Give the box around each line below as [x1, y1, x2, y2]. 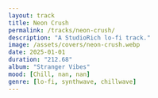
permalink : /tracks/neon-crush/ [8, 26, 115, 34]
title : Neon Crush [8, 19, 69, 27]
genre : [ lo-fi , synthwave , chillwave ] [8, 77, 137, 85]
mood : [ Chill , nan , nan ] [8, 70, 91, 78]
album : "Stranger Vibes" [8, 63, 91, 71]
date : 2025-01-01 [8, 48, 66, 56]
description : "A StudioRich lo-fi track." [8, 33, 151, 42]
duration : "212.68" [8, 56, 73, 64]
